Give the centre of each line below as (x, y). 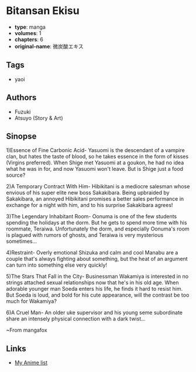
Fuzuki (23, 112)
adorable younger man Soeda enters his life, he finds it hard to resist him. (94, 289)
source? (16, 175)
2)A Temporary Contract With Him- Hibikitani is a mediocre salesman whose (98, 187)
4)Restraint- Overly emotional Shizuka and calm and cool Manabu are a (92, 253)
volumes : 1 (28, 33)
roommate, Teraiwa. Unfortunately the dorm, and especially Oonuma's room (98, 229)
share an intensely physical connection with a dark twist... (76, 319)
